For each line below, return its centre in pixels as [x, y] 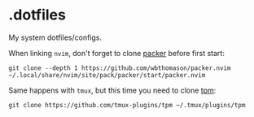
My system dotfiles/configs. [55, 37]
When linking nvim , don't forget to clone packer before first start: [117, 53]
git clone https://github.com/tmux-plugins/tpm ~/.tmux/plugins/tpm [127, 105]
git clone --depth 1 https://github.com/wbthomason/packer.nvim [120, 68]
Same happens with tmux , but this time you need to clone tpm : [112, 90]
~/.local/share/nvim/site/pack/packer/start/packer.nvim [107, 75]
